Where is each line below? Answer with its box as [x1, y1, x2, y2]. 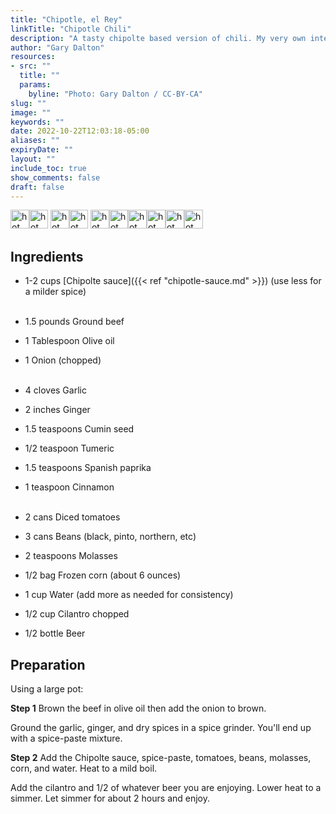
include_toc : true [10, 163, 87, 173]
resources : [10, 52, 56, 62]
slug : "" [10, 98, 47, 108]
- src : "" [10, 61, 52, 71]
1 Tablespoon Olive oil [24, 335, 115, 347]
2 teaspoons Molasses [24, 550, 118, 562]
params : [19, 80, 52, 90]
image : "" [10, 107, 52, 118]
